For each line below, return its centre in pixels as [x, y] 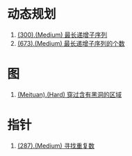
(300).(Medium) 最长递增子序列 [62, 35]
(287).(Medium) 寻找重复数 [56, 146]
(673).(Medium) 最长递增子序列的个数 [71, 43]
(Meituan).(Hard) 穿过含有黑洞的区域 [69, 94]
